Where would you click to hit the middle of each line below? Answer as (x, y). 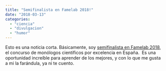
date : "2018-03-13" (26, 14)
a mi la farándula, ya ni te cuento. (40, 63)
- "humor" (20, 33)
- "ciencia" (22, 24)
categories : (18, 19)
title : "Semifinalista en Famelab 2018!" (49, 10)
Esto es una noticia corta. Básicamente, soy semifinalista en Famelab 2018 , (83, 47)
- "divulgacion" (27, 28)
